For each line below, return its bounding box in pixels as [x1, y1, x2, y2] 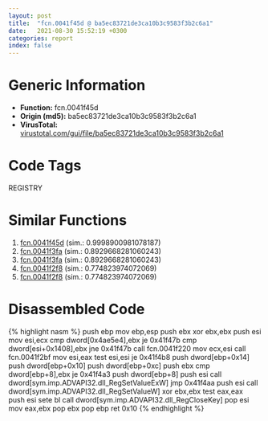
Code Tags [8, 157, 82, 175]
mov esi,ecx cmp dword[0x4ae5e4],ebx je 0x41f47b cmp [8, 335, 197, 345]
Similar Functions [8, 211, 127, 230]
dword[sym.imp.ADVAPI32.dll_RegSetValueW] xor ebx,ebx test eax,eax [8, 386, 243, 396]
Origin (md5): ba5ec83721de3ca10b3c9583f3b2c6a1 [19, 112, 197, 121]
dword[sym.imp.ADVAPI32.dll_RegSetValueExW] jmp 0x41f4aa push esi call [8, 378, 258, 387]
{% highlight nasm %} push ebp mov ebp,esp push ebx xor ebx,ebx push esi [8, 326, 262, 336]
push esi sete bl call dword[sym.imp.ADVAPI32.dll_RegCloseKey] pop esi [8, 394, 250, 404]
